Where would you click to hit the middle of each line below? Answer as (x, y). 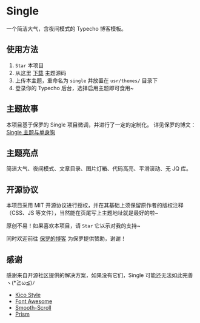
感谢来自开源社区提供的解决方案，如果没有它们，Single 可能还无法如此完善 (100, 275)
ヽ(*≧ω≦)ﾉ (21, 283)
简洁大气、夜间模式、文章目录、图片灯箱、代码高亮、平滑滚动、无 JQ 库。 (99, 169)
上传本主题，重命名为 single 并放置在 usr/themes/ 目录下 (86, 80)
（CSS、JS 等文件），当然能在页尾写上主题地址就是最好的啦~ (82, 213)
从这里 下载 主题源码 (41, 73)
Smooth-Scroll (33, 308)
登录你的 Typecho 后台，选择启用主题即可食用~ (75, 88)
